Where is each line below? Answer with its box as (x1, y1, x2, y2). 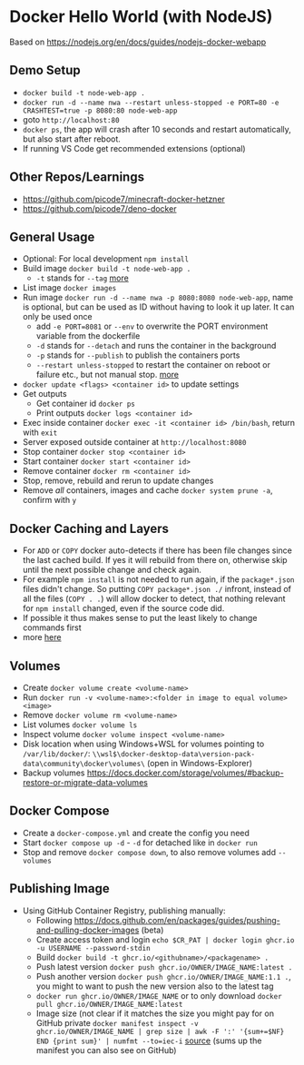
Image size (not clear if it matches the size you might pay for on (35, 1008, 275, 1019)
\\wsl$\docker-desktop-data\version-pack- (92, 750, 256, 759)
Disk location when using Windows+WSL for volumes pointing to (22, 738, 265, 749)
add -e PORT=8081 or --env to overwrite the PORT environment (35, 320, 269, 332)
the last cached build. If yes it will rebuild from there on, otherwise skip (22, 555, 288, 566)
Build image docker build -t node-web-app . (22, 263, 191, 274)
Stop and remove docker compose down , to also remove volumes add (22, 846, 277, 857)
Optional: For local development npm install (22, 253, 189, 264)
